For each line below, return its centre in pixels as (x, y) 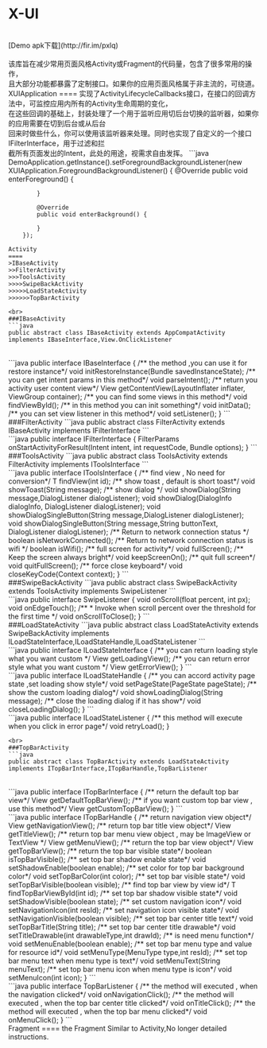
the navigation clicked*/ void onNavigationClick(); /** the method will (121, 994)
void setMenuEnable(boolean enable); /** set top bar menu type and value (130, 944)
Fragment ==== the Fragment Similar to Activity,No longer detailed (118, 1028)
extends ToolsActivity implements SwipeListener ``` (92, 591)
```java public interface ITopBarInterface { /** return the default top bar (124, 791)
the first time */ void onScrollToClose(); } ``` (79, 616)
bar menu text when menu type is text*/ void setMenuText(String (114, 961)
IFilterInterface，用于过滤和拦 (57, 143)
